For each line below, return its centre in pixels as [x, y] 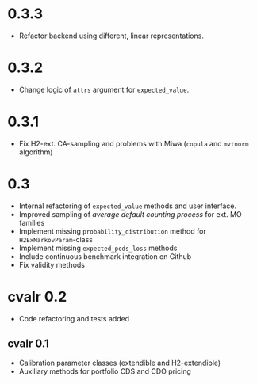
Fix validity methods [52, 264]
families [32, 222]
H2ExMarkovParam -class [56, 239]
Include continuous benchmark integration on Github [105, 256]
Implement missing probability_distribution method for [113, 231]
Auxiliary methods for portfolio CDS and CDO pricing [105, 371]
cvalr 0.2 [37, 297]
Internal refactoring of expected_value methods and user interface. [128, 206]
